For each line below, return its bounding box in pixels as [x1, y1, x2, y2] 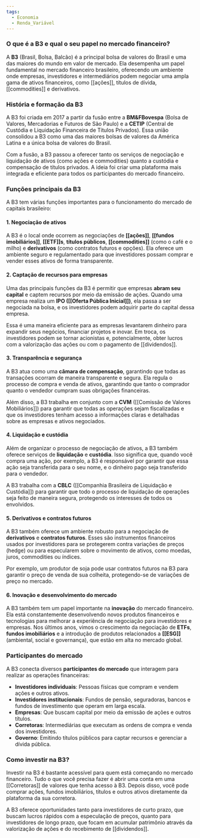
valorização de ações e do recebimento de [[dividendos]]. [6, 825, 149, 833]
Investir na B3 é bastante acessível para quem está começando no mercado [6, 769, 193, 776]
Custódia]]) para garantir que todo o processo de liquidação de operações [6, 488, 190, 495]
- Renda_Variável [11, 20, 55, 26]
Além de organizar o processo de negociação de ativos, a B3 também [6, 445, 178, 452]
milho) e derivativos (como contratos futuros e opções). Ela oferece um [6, 245, 183, 252]
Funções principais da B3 [6, 185, 82, 193]
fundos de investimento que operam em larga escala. [14, 702, 146, 709]
